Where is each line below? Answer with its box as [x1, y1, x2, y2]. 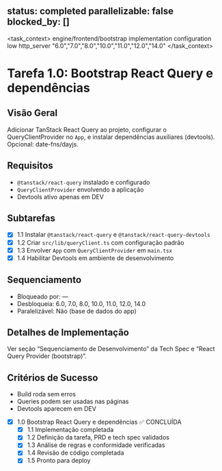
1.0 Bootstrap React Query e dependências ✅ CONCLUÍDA [16, 418, 182, 427]
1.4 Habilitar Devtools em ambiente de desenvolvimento [16, 253, 174, 262]
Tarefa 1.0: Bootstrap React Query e [7, 66, 214, 81]
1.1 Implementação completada [27, 426, 114, 434]
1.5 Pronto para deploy [27, 457, 91, 465]
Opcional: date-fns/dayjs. [7, 140, 79, 148]
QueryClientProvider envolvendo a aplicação [16, 185, 144, 194]
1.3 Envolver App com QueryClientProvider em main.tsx [16, 246, 173, 254]
